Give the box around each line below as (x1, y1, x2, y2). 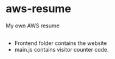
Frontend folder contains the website (14, 40, 107, 47)
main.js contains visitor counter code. (14, 46, 109, 54)
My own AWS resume (5, 22, 60, 29)
